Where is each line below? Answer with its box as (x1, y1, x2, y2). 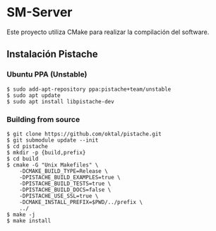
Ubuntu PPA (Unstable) (6, 69, 88, 79)
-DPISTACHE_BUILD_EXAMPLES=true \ (19, 174, 121, 181)
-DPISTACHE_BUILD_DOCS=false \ (19, 186, 112, 193)
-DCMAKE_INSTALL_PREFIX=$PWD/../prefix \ (19, 198, 143, 205)
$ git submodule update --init (6, 136, 99, 144)
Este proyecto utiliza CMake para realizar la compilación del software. (6, 28, 210, 36)
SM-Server (6, 4, 73, 21)
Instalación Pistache (6, 48, 98, 60)
